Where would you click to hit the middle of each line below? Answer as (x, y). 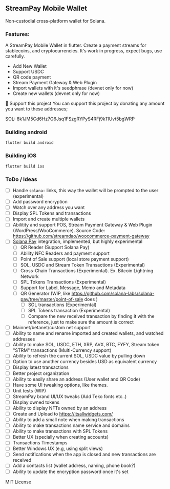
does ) (91, 299)
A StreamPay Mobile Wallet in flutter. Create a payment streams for (76, 45)
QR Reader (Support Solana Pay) (55, 247)
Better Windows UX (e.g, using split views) (58, 448)
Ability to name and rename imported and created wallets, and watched (88, 333)
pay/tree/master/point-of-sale (52, 299)
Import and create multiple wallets (49, 219)
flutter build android (29, 143)
